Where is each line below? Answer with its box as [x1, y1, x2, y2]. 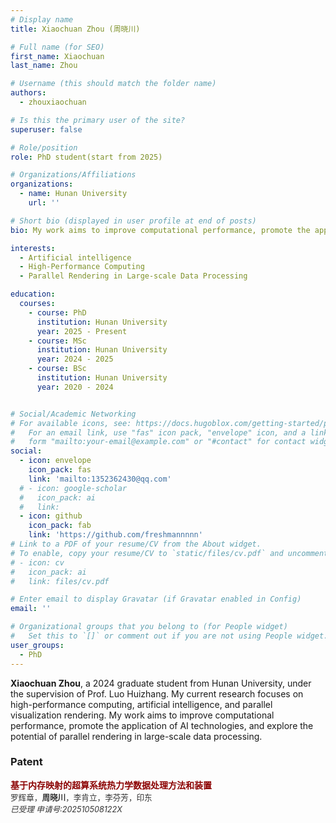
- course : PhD [28, 307, 87, 318]
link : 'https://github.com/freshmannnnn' [28, 530, 203, 540]
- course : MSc [28, 336, 87, 346]
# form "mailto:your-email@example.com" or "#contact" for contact [10, 437, 307, 447]
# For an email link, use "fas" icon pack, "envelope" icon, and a [10, 427, 307, 438]
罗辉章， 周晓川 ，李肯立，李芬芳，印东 [10, 792, 153, 803]
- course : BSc [28, 364, 87, 374]
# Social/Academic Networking [10, 409, 137, 419]
